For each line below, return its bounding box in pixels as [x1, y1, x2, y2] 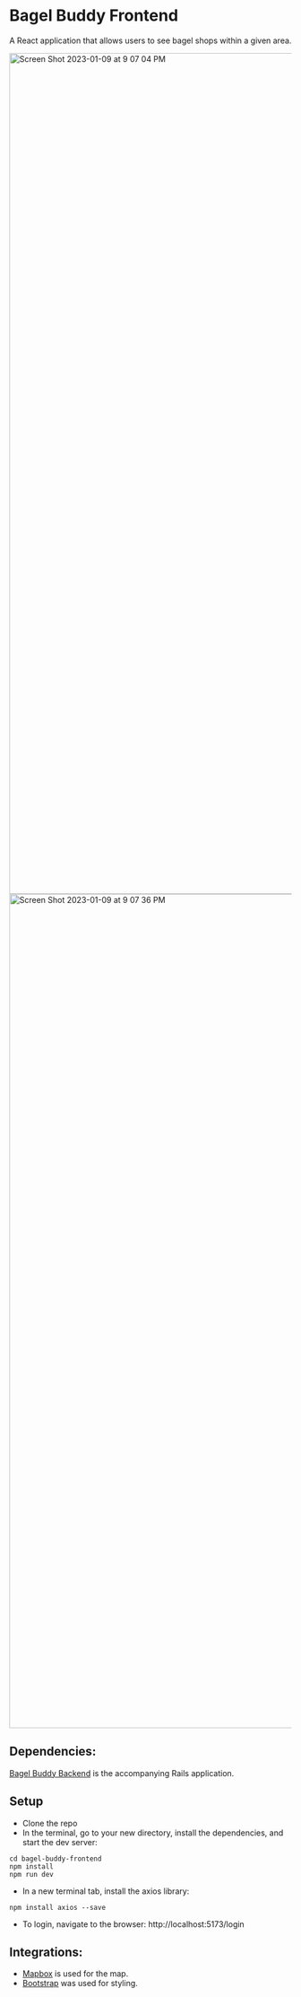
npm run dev [9, 1870, 54, 1879]
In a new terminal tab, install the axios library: [21, 1886, 190, 1896]
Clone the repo [21, 1817, 78, 1828]
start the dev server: [21, 1836, 99, 1847]
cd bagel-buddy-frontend [9, 1854, 102, 1863]
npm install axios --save [9, 1903, 106, 1912]
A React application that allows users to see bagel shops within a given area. [9, 35, 292, 46]
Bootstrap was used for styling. [21, 1978, 139, 1989]
